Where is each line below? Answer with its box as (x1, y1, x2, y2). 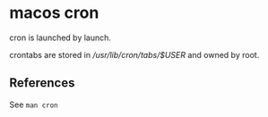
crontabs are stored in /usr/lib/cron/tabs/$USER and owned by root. (9, 49, 260, 60)
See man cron (9, 99, 58, 110)
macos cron (9, 3, 99, 23)
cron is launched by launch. (9, 32, 112, 43)
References (9, 75, 75, 91)
